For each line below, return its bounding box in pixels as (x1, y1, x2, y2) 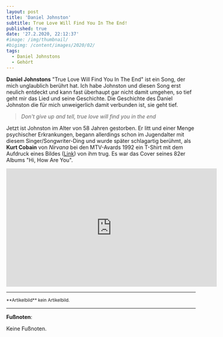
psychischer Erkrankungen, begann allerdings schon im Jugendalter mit (6, 130, 185, 138)
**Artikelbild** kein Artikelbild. (6, 297, 70, 303)
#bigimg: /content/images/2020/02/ (6, 43, 96, 49)
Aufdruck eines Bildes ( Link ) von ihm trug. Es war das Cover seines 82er (6, 150, 186, 157)
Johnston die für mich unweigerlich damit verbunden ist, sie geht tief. (6, 101, 179, 108)
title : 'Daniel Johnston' (6, 14, 71, 20)
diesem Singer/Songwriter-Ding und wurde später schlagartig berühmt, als (6, 137, 191, 144)
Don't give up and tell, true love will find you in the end (20, 112, 156, 120)
